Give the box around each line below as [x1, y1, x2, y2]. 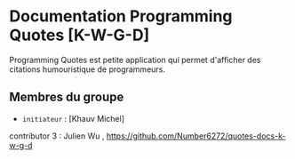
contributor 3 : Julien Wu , [9, 131, 105, 141]
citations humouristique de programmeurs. [9, 64, 166, 75]
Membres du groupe [9, 90, 124, 105]
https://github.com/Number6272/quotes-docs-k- [106, 131, 286, 141]
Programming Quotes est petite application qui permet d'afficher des [9, 54, 261, 65]
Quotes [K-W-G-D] [9, 25, 150, 45]
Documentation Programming [9, 6, 233, 27]
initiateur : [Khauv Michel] [21, 113, 125, 123]
